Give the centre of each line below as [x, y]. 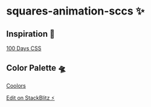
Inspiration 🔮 [31, 34]
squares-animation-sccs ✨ [75, 11]
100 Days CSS [24, 48]
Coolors [16, 85]
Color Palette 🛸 [36, 68]
